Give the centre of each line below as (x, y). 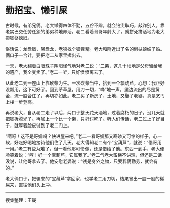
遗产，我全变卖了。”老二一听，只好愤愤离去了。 (58, 72)
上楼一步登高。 (21, 102)
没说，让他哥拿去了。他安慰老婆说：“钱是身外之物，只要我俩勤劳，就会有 (82, 161)
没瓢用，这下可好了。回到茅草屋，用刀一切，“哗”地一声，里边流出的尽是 (80, 89)
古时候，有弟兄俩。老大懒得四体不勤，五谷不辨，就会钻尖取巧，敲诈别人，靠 (85, 25)
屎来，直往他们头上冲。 (30, 185)
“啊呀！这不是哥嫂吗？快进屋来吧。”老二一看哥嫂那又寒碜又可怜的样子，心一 (84, 136)
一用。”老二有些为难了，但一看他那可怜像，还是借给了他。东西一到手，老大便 (85, 149)
